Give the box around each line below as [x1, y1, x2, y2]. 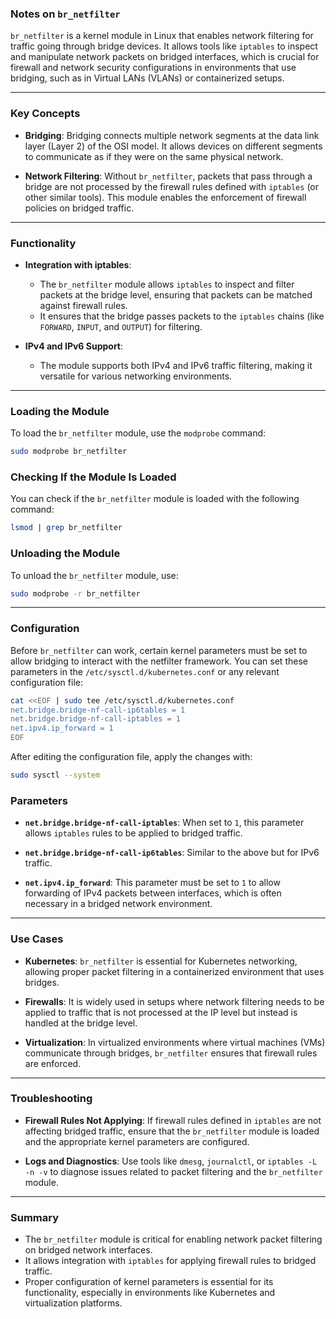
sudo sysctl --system [10, 770, 101, 781]
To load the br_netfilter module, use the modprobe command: [10, 427, 267, 439]
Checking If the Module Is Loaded [10, 470, 177, 484]
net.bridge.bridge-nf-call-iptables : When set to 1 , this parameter [24, 817, 305, 829]
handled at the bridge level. [24, 1017, 138, 1029]
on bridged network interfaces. [24, 1244, 153, 1256]
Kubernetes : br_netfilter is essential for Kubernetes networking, [24, 955, 298, 967]
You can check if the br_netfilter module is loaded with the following [10, 493, 300, 505]
